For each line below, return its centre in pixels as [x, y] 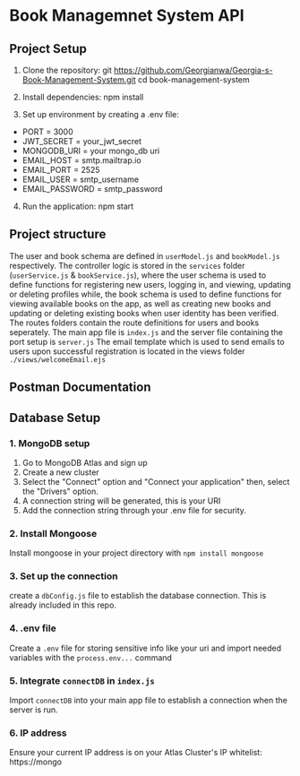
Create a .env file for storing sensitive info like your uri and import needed [146, 648]
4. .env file [33, 628]
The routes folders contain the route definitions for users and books [134, 323]
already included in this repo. [63, 605]
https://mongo [36, 762]
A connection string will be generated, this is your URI [121, 500]
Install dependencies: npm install [83, 97]
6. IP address [38, 733]
